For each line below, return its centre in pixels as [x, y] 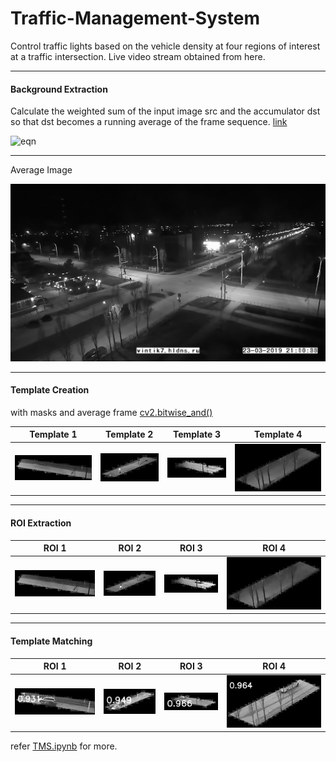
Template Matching [51, 641]
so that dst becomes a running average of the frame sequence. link [149, 122]
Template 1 [53, 434]
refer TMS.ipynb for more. [64, 746]
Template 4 [278, 434]
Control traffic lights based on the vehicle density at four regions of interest [165, 46]
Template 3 [197, 434]
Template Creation [50, 390]
